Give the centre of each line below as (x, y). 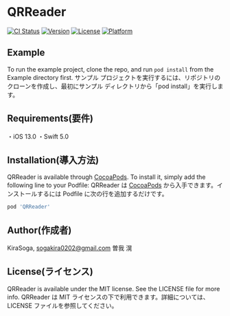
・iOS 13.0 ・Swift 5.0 (38, 136)
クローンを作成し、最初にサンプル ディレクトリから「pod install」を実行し (112, 86)
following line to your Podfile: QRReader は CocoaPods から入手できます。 (112, 185)
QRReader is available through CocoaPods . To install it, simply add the (106, 177)
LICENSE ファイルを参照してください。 (62, 305)
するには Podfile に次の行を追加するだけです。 (102, 194)
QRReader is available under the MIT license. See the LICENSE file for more (114, 288)
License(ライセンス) (50, 272)
